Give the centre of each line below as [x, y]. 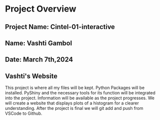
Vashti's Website [31, 76]
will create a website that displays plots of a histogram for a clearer [72, 103]
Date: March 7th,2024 [39, 60]
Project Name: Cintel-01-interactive [60, 27]
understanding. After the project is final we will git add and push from [74, 108]
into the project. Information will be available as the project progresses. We [80, 98]
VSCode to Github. [24, 113]
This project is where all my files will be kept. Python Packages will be [75, 88]
